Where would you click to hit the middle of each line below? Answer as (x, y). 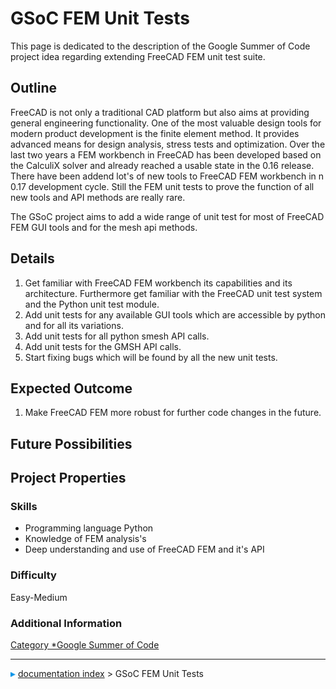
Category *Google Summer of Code (85, 645)
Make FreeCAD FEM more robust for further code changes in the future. (173, 413)
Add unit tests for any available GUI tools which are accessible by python (175, 314)
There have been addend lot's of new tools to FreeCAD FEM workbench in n (167, 176)
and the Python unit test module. (92, 304)
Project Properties (68, 478)
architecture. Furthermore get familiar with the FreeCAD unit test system (173, 293)
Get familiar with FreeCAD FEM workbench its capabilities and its (158, 283)
